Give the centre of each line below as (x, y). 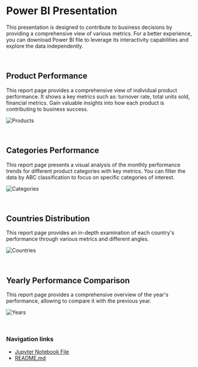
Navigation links (30, 339)
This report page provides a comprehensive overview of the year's (87, 295)
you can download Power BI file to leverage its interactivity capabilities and (98, 40)
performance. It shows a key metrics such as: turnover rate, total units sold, (98, 96)
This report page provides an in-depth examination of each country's (90, 233)
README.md (30, 358)
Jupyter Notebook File (42, 352)
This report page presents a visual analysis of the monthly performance (93, 165)
